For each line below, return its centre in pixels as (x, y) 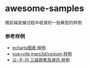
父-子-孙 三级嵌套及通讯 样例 (41, 60)
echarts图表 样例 (29, 48)
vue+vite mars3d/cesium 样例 (42, 54)
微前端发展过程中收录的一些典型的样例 (43, 22)
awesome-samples (44, 8)
